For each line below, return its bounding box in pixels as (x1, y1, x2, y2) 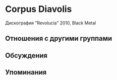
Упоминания (5, 68, 47, 77)
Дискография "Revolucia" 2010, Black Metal (5, 20, 96, 26)
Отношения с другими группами (5, 34, 113, 43)
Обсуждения (5, 51, 48, 60)
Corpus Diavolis (5, 3, 72, 15)
